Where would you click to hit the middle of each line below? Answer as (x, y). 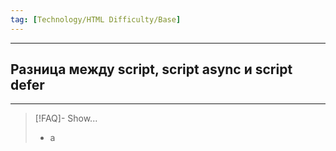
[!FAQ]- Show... (66, 118)
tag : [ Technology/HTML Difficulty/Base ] (96, 19)
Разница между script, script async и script (151, 69)
